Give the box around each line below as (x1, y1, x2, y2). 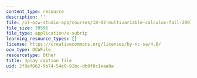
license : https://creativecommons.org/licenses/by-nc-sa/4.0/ (6, 42, 161, 48)
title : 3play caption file (6, 57, 72, 63)
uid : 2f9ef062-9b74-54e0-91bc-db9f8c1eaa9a (6, 63, 114, 69)
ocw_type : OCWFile (6, 47, 51, 53)
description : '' (6, 14, 46, 20)
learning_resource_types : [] (6, 36, 77, 42)
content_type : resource (6, 8, 64, 15)
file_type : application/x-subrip (6, 30, 88, 36)
